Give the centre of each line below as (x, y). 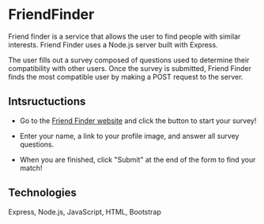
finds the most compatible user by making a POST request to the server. (126, 77)
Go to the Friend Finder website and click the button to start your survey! (138, 121)
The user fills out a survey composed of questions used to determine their (129, 60)
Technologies (43, 193)
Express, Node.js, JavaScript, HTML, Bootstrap (85, 211)
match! (31, 168)
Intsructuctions (47, 101)
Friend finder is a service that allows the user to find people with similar (124, 36)
